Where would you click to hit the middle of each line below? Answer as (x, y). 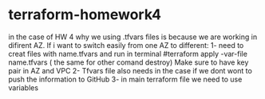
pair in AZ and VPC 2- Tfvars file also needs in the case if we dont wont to (131, 70)
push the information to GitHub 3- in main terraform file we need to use (125, 79)
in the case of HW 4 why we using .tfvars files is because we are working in (133, 37)
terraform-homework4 (85, 15)
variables (23, 87)
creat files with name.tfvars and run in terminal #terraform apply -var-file (128, 53)
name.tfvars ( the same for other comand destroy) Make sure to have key (129, 62)
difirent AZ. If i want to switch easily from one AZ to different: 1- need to (126, 45)
